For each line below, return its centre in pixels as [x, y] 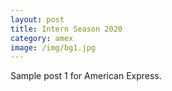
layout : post [37, 19]
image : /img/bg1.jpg [53, 47]
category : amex [42, 38]
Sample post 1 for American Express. [86, 76]
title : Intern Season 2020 [66, 29]
